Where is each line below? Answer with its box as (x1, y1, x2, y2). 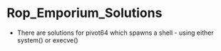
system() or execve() (16, 35, 79, 44)
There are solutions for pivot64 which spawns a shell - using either (16, 28, 215, 37)
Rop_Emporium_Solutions (6, 5, 163, 21)
